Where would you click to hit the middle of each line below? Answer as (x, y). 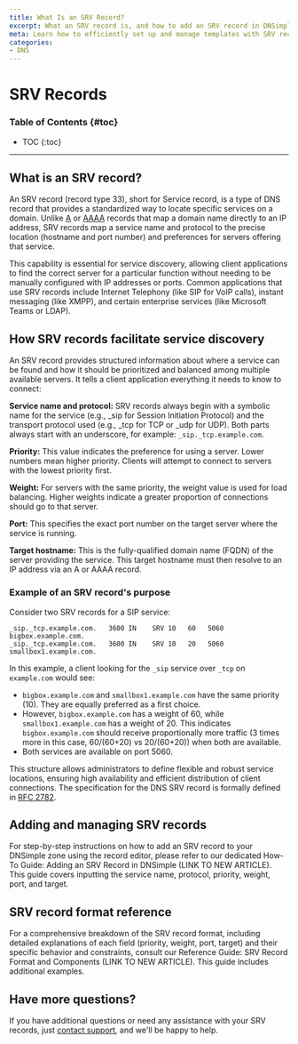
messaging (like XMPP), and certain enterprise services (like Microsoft (138, 301)
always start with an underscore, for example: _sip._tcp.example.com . (137, 434)
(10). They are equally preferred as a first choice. (111, 704)
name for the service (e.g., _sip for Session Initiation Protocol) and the (137, 415)
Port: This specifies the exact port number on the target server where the (143, 524)
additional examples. (47, 971)
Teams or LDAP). (40, 311)
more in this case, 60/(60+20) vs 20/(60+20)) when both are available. (152, 742)
